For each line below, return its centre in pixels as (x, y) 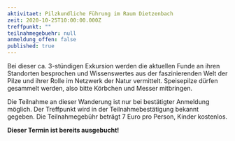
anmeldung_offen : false (42, 40)
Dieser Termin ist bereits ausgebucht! (63, 130)
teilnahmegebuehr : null (42, 33)
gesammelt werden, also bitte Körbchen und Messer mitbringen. (100, 88)
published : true (31, 46)
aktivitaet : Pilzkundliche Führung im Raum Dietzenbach (90, 14)
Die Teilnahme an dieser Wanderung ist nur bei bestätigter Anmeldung (108, 102)
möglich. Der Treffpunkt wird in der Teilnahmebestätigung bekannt (103, 109)
